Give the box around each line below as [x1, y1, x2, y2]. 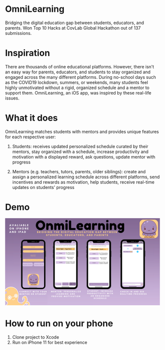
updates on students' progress [12, 184, 75, 190]
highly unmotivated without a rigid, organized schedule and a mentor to [5, 85, 150, 91]
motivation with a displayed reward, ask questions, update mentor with [12, 154, 156, 159]
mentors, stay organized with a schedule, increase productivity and [12, 149, 149, 155]
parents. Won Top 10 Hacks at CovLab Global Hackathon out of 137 [5, 25, 141, 31]
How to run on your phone [5, 318, 113, 329]
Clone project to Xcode [12, 334, 59, 340]
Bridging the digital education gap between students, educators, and [5, 20, 144, 26]
